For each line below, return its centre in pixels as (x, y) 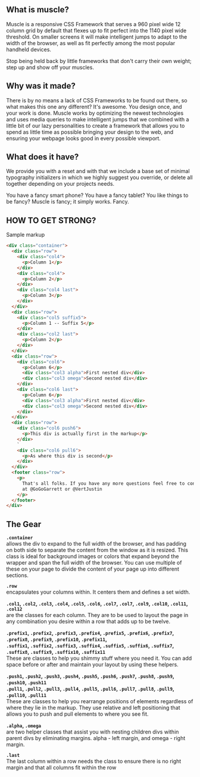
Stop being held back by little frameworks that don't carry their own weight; (99, 61)
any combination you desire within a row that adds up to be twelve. (88, 622)
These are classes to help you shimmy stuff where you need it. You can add (99, 658)
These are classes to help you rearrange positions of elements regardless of (100, 701)
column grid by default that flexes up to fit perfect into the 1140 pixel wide (96, 30)
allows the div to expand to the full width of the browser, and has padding (96, 544)
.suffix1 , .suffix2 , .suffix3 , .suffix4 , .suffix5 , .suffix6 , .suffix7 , (90, 646)
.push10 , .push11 (26, 682)
